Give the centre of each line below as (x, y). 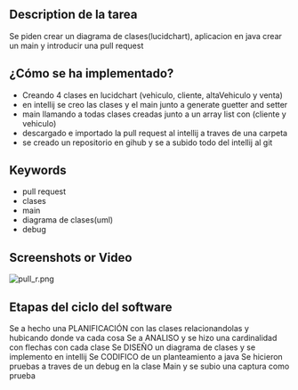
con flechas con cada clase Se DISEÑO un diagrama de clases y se (133, 347)
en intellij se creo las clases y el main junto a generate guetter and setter (155, 104)
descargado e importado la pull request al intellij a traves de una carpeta (154, 133)
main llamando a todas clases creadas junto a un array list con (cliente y (154, 114)
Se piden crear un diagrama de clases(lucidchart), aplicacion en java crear (146, 36)
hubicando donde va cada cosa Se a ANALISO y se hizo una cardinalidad (143, 338)
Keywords (38, 171)
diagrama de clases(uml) (68, 220)
